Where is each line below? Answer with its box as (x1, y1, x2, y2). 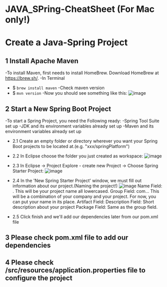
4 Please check (5, 258, 54, 267)
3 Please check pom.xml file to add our (5, 233, 129, 242)
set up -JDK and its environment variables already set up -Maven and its (5, 123, 154, 129)
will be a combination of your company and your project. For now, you (12, 193, 156, 199)
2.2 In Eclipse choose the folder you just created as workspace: (12, 153, 144, 159)
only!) (5, 14, 30, 25)
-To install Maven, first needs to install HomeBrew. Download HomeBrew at (5, 70, 159, 76)
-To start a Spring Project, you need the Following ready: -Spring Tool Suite (5, 118, 160, 124)
